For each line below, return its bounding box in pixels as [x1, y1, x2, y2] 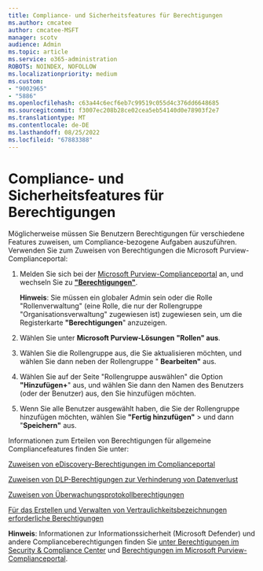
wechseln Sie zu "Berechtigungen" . [19, 278, 138, 287]
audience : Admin [8, 41, 61, 49]
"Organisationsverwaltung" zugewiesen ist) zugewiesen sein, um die [19, 310, 243, 319]
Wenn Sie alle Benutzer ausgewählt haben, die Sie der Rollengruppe [19, 404, 240, 414]
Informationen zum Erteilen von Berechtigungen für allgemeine [8, 436, 212, 445]
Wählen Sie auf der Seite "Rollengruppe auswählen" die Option [19, 372, 224, 381]
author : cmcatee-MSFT [8, 26, 79, 34]
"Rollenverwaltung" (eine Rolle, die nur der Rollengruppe [19, 301, 203, 311]
